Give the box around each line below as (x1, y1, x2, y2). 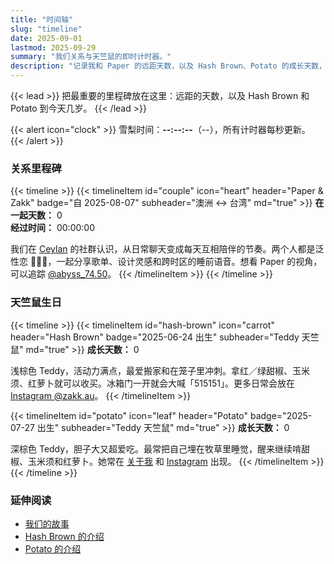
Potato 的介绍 (24, 542, 82, 555)
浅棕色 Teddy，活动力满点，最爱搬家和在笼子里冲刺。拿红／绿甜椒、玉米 (10, 364, 311, 376)
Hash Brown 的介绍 (24, 530, 105, 542)
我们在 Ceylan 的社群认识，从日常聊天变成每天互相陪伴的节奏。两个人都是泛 (10, 243, 325, 255)
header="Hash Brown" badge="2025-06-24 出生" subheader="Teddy (10, 331, 300, 343)
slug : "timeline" (10, 24, 83, 34)
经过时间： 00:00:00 (10, 222, 95, 234)
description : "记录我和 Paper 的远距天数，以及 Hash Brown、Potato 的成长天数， (10, 61, 327, 71)
